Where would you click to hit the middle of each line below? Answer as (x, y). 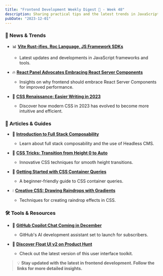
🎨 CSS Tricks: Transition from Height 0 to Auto (60, 153)
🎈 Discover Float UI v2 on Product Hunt (52, 244)
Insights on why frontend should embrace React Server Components (88, 82)
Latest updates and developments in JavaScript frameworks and (84, 57)
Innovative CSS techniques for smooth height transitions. (76, 162)
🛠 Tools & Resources (30, 213)
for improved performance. (46, 87)
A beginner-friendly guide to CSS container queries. (71, 181)
